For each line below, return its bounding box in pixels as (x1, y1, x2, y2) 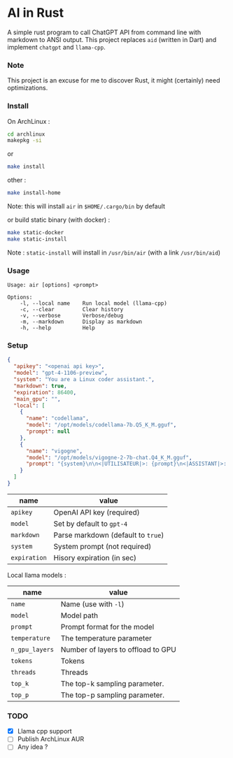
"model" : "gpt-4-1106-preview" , (13, 369, 108, 377)
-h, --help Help (20, 324, 96, 331)
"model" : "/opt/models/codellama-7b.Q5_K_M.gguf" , (25, 422, 177, 429)
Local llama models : (7, 571, 66, 579)
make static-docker (7, 229, 64, 236)
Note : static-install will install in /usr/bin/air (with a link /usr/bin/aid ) (7, 248, 221, 257)
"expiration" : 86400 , (13, 389, 77, 396)
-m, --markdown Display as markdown (20, 318, 142, 326)
